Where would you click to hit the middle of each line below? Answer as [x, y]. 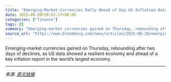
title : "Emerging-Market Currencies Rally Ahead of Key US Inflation [81, 10]
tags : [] [15, 24]
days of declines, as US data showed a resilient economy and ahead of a [81, 53]
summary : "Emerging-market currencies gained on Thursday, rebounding [82, 29]
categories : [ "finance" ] [32, 19]
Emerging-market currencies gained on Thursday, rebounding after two [80, 48]
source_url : [18, 34]
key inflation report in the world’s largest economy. [58, 59]
